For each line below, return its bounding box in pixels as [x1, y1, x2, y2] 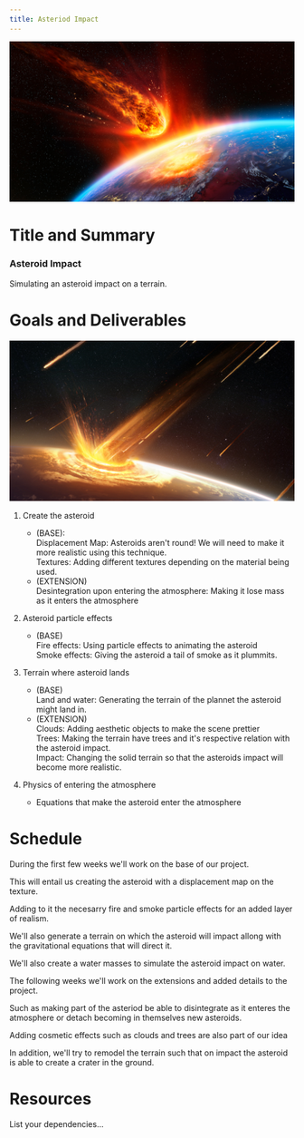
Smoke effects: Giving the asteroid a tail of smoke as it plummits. [35, 649, 278, 661]
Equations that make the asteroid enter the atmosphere [35, 797, 242, 808]
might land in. [35, 704, 88, 715]
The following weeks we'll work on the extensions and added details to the [9, 975, 288, 986]
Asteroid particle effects [22, 613, 113, 624]
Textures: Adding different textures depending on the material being [35, 557, 290, 568]
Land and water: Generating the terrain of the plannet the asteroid [35, 695, 282, 705]
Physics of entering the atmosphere [22, 780, 157, 791]
